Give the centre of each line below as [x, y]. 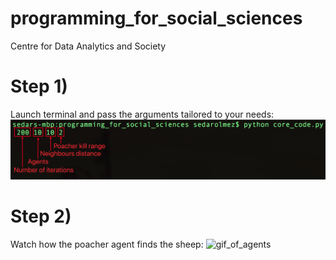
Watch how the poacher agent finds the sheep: [107, 244]
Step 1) [39, 86]
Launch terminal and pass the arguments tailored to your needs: [142, 114]
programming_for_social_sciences [156, 18]
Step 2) [41, 216]
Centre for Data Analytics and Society [88, 46]
